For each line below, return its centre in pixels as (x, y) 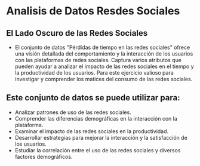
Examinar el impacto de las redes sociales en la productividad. (92, 131)
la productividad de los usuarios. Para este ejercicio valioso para (94, 73)
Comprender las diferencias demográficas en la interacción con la (96, 118)
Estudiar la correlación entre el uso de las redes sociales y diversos (98, 150)
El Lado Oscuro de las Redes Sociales (77, 33)
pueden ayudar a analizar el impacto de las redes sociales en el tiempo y (104, 66)
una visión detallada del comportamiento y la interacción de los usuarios (104, 54)
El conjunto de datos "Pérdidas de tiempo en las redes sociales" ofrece (102, 47)
